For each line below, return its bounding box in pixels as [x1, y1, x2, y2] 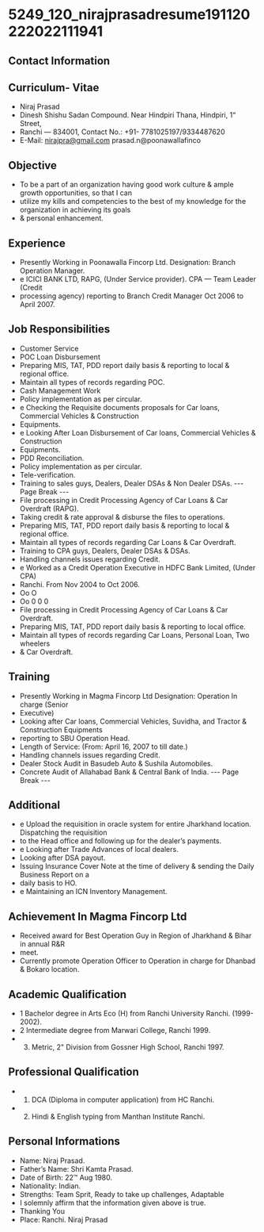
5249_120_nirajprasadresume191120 [8, 6, 251, 24]
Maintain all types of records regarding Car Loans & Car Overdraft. [19, 537, 236, 547]
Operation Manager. [19, 266, 85, 275]
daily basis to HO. [19, 878, 77, 888]
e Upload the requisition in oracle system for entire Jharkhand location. [19, 819, 251, 829]
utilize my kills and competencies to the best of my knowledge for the [19, 197, 247, 206]
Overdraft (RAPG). [19, 504, 79, 513]
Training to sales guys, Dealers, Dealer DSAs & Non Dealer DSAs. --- [19, 478, 244, 488]
